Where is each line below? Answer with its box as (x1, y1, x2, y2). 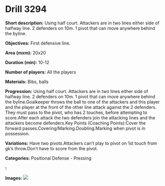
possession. (5, 130, 30, 136)
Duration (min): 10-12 (5, 59, 50, 65)
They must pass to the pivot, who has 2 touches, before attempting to (5, 109, 148, 115)
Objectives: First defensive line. (5, 40, 71, 46)
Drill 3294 (5, 3, 47, 15)
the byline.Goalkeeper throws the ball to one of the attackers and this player (5, 98, 160, 105)
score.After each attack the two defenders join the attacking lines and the (5, 114, 156, 120)
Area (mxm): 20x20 (5, 50, 46, 56)
